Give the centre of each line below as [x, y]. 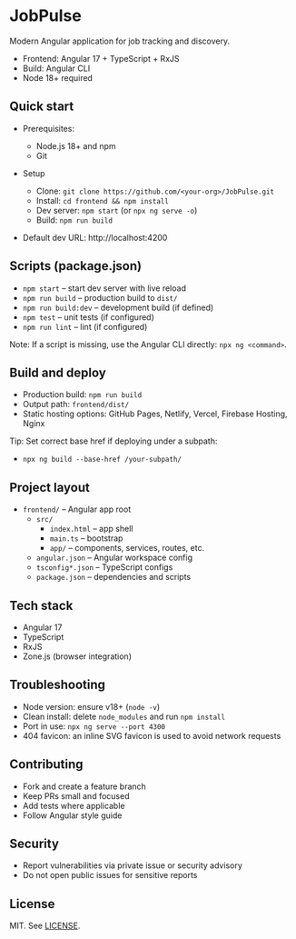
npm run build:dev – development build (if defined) [118, 307]
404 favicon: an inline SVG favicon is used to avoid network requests [152, 735]
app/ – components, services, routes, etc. [127, 548]
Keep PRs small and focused [76, 795]
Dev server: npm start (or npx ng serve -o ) [117, 210]
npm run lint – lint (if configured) [85, 326]
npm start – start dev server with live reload [104, 288]
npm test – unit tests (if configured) [88, 317]
